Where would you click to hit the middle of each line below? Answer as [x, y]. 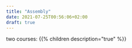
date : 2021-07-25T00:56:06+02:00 [47, 17]
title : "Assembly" [28, 11]
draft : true [21, 22]
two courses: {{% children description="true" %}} [66, 39]
